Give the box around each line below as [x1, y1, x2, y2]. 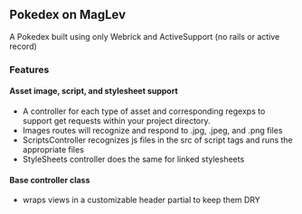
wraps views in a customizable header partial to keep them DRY [22, 194, 260, 206]
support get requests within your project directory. [22, 115, 211, 126]
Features [9, 63, 50, 76]
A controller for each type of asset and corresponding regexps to [22, 106, 266, 116]
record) [9, 41, 38, 51]
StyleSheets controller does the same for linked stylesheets [22, 154, 245, 164]
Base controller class [9, 174, 90, 185]
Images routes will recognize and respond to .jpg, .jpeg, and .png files [22, 125, 283, 135]
